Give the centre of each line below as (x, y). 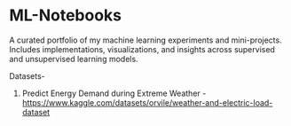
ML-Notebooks (66, 16)
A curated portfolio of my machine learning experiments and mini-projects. (145, 40)
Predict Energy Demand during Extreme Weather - (114, 93)
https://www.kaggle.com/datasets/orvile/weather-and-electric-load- (147, 102)
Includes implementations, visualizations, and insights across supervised (142, 49)
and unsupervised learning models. (74, 59)
